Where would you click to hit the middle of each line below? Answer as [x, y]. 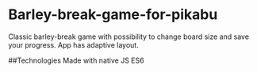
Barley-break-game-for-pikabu [113, 15]
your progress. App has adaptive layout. [73, 44]
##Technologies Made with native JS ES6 [76, 60]
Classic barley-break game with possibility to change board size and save [129, 36]
